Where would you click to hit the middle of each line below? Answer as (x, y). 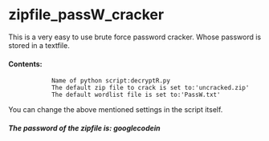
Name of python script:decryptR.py (111, 81)
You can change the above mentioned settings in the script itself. (116, 110)
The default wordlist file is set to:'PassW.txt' (136, 95)
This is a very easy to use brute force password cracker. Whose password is (135, 37)
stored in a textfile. (39, 45)
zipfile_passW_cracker (86, 15)
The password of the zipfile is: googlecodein (84, 128)
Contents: (25, 64)
